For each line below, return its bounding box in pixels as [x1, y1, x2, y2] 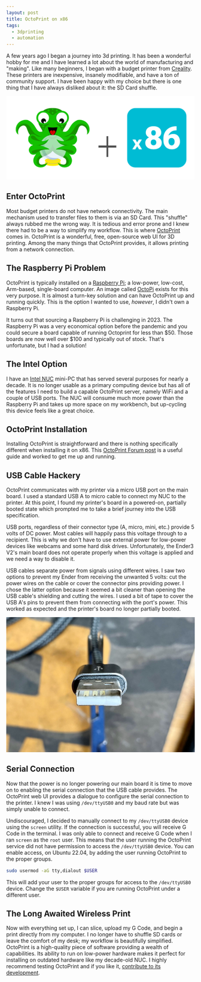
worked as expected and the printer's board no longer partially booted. [6, 605, 181, 612]
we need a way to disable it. [6, 555, 75, 562]
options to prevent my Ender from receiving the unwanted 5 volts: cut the [6, 573, 187, 580]
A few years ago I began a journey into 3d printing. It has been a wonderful [6, 52, 191, 59]
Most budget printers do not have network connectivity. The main [6, 207, 168, 214]
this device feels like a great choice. [6, 407, 95, 414]
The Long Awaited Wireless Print [6, 909, 131, 918]
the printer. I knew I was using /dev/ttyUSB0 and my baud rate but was [6, 799, 179, 806]
